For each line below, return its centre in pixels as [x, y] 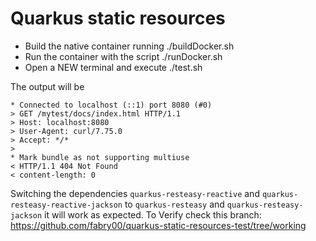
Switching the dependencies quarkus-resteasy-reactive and [135, 193]
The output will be [47, 86]
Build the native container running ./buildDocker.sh [129, 46]
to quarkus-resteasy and [174, 204]
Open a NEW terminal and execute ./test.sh [113, 67]
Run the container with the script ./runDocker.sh [123, 56]
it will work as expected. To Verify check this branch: [153, 214]
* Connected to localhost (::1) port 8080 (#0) [111, 105]
